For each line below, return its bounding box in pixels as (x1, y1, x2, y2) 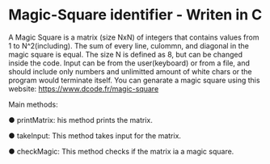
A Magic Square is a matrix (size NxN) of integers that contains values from (8, 32, 259, 42)
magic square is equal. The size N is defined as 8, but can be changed (8, 49, 243, 59)
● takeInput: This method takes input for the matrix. (8, 131, 182, 141)
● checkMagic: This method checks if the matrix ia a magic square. (8, 146, 234, 156)
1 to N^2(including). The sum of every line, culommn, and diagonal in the (8, 40, 249, 50)
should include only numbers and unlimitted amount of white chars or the (8, 66, 252, 76)
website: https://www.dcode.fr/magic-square (8, 83, 159, 94)
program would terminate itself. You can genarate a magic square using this (8, 75, 260, 85)
